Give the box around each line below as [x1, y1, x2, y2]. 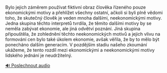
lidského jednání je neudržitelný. [5, 52, 72, 58]
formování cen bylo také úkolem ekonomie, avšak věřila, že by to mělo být [5, 36, 159, 42]
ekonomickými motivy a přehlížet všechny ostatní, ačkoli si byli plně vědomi [5, 10, 163, 16]
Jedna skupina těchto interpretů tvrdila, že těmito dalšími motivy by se [5, 20, 152, 26]
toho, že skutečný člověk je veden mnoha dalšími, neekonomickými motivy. [5, 15, 162, 21]
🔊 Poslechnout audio [5, 62, 51, 68]
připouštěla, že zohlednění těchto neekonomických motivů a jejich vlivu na [5, 31, 160, 37]
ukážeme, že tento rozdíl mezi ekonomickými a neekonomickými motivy [5, 47, 155, 53]
